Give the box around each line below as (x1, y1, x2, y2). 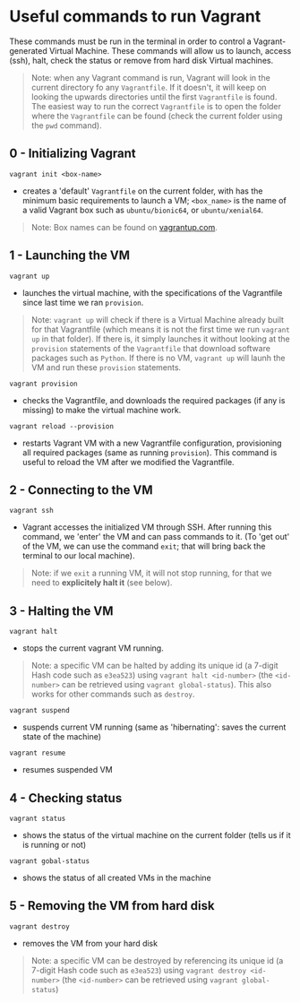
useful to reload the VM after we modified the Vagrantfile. (21, 456, 235, 467)
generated (9, 45, 47, 56)
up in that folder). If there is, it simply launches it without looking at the (30, 333, 290, 344)
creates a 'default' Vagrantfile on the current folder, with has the (21, 186, 263, 196)
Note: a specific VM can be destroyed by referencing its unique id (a (30, 955, 284, 965)
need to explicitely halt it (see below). (30, 577, 173, 588)
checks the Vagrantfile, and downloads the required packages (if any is (21, 394, 286, 405)
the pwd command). (30, 119, 102, 131)
